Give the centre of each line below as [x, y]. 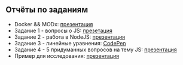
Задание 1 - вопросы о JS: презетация [63, 30]
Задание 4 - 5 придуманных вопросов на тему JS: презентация [95, 49]
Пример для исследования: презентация [67, 55]
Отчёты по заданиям [47, 10]
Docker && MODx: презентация [54, 24]
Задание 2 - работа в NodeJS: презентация [70, 37]
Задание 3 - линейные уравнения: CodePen [70, 43]
